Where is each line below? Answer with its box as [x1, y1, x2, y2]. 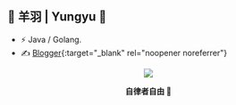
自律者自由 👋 [124, 85, 173, 96]
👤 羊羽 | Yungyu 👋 [7, 9, 107, 25]
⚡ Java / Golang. [20, 34, 82, 44]
